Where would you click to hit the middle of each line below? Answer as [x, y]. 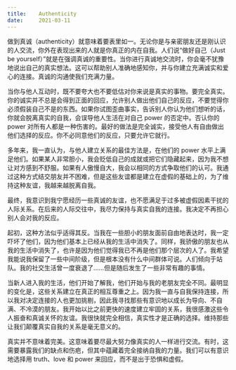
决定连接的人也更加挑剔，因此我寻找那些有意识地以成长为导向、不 [121, 300]
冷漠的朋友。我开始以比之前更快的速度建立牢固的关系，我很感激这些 [124, 309]
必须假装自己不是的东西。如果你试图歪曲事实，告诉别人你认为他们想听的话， [118, 109]
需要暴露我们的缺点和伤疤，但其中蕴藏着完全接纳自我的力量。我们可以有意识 [118, 350]
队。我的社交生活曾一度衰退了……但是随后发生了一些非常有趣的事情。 [108, 267]
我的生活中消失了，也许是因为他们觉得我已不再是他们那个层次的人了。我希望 [118, 250]
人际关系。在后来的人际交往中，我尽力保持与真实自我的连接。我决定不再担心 [118, 209]
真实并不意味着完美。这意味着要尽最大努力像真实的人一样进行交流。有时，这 [118, 341]
